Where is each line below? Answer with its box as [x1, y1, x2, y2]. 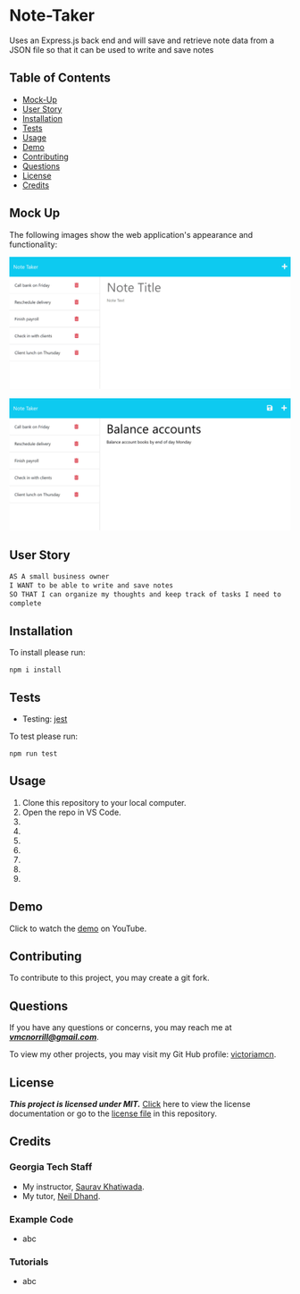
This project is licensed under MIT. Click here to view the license [9, 1099, 251, 1110]
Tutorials [9, 1256, 49, 1268]
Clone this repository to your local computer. [21, 797, 187, 808]
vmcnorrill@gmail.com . [9, 1032, 100, 1043]
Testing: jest [21, 714, 68, 724]
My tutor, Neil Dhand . [21, 1190, 101, 1201]
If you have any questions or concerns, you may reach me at [9, 1022, 232, 1033]
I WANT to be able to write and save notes [9, 581, 174, 590]
